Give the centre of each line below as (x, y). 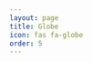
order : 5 (26, 43)
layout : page (34, 18)
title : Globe (34, 26)
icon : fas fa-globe (46, 35)
